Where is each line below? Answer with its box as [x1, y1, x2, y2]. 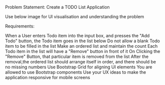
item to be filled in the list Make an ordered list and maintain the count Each [5, 43, 158, 49]
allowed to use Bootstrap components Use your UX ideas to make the [5, 69, 146, 75]
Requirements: [5, 23, 34, 29]
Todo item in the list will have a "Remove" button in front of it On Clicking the [5, 49, 161, 54]
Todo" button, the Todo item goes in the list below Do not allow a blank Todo [5, 38, 160, 44]
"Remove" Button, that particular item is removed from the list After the [5, 54, 149, 59]
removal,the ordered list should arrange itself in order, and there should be [5, 59, 156, 64]
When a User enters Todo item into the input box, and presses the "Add [5, 33, 150, 38]
